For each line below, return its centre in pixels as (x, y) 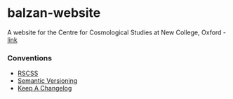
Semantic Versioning (47, 81)
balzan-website (54, 13)
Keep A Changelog (45, 88)
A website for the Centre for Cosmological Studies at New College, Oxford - (117, 32)
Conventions (30, 58)
